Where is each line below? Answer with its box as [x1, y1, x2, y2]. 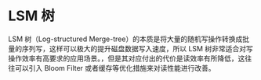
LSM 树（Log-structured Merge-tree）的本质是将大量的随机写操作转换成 [8, 34, 243, 43]
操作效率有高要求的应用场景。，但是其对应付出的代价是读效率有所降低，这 [8, 54, 245, 63]
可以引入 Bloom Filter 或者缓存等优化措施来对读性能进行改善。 [14, 63, 216, 72]
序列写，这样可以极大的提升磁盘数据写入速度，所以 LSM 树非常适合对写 [21, 43, 253, 53]
